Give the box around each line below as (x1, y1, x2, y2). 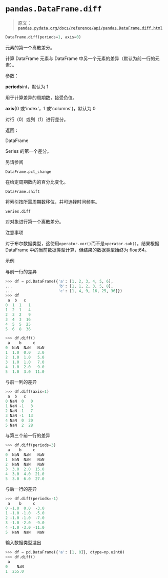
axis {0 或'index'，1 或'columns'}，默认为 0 (5, 105, 96, 111)
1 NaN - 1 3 (5, 404, 33, 409)
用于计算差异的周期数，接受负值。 (5, 94, 77, 101)
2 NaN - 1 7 (5, 408, 33, 413)
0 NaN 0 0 (5, 399, 33, 404)
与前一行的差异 (5, 268, 37, 274)
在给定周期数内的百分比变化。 (5, 178, 68, 185)
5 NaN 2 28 (5, 423, 33, 428)
